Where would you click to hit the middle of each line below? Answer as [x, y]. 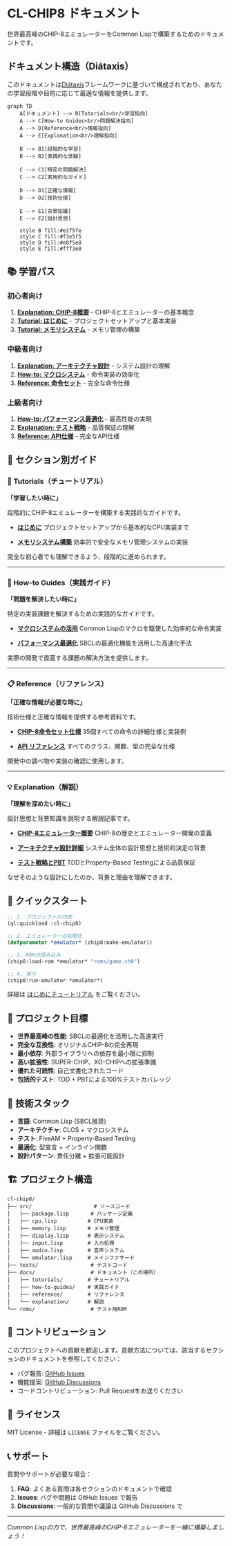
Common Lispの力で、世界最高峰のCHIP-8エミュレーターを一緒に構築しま [113, 1527]
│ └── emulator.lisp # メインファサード [71, 1258]
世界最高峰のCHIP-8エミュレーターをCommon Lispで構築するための [104, 34]
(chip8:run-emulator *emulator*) [55, 980]
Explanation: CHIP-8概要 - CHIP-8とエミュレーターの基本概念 [106, 312]
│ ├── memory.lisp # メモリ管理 [63, 1228]
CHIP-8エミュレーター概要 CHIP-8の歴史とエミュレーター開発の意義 [115, 833]
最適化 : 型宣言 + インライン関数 [62, 1147]
